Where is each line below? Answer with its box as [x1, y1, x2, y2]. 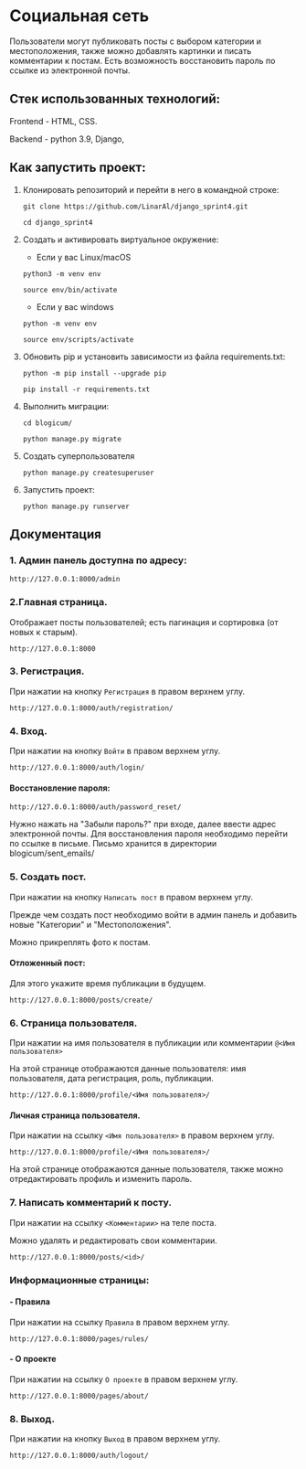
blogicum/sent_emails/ [9, 847, 95, 859]
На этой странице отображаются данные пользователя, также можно [9, 1164, 284, 1175]
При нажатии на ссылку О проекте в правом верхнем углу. [9, 1373, 238, 1385]
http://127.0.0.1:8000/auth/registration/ [9, 703, 174, 713]
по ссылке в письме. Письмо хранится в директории [9, 838, 217, 849]
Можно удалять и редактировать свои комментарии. [9, 1235, 217, 1246]
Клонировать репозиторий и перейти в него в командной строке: [22, 184, 280, 195]
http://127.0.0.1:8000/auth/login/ [9, 763, 145, 772]
